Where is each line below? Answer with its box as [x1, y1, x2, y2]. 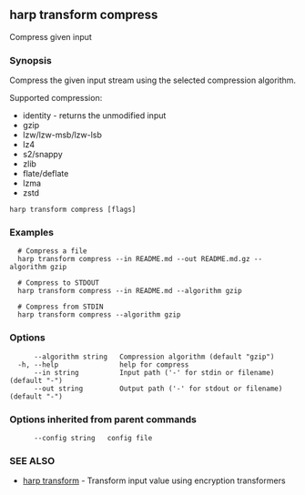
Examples [9, 227, 55, 239]
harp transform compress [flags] [9, 205, 137, 215]
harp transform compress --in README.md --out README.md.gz [17, 255, 250, 264]
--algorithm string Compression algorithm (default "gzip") [33, 352, 275, 361]
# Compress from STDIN [17, 302, 104, 312]
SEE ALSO [9, 454, 56, 467]
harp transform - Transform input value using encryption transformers [22, 475, 286, 486]
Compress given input [9, 31, 93, 42]
